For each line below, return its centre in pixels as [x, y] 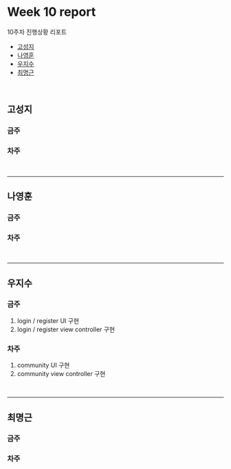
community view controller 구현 [61, 374]
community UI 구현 [43, 365]
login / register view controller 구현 [66, 329]
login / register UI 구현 [48, 320]
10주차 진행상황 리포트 [37, 32]
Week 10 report [52, 12]
